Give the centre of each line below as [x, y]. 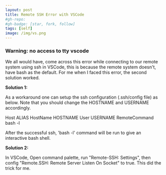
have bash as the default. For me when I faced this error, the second [76, 72]
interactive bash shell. [28, 138]
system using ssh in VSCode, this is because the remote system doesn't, [81, 67]
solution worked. [23, 78]
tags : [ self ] [19, 29]
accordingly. [18, 108]
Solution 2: [17, 148]
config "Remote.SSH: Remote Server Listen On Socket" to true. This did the [83, 163]
